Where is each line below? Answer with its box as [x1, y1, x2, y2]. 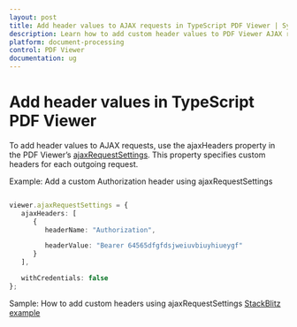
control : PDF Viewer [9, 46, 86, 55]
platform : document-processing [9, 37, 125, 47]
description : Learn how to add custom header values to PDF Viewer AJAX [9, 29, 283, 38]
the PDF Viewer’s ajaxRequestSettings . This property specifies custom [9, 149, 266, 160]
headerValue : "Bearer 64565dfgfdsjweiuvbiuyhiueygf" [44, 241, 243, 250]
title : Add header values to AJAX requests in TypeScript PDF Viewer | [9, 21, 278, 30]
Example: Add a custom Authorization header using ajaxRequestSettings [9, 176, 273, 186]
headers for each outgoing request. [9, 158, 139, 169]
